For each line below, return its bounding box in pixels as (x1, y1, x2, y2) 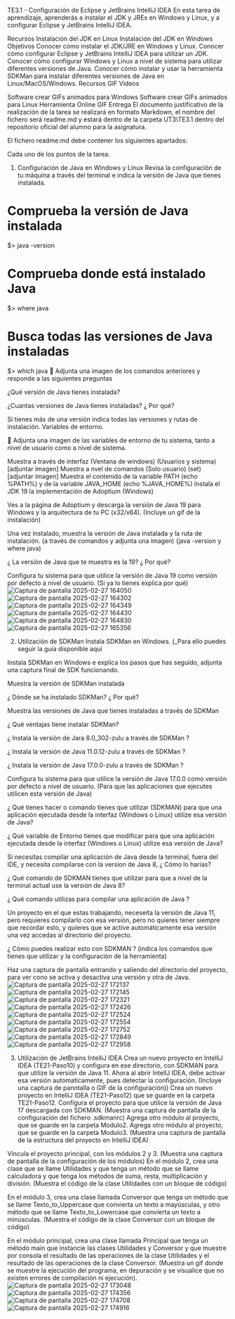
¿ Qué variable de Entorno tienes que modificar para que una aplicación (7, 832, 215, 840)
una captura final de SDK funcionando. (7, 665, 119, 674)
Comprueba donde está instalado (7, 266, 206, 282)
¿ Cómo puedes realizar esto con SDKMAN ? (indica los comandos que (7, 944, 213, 952)
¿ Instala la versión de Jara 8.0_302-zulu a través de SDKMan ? (7, 733, 189, 742)
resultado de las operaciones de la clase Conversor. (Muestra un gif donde (7, 1259, 224, 1267)
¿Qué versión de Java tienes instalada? (7, 388, 121, 396)
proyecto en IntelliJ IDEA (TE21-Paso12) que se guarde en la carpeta (17, 1091, 215, 1099)
